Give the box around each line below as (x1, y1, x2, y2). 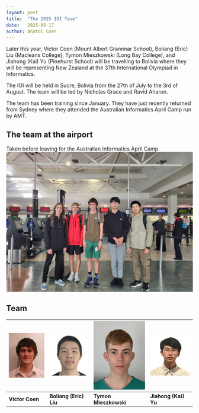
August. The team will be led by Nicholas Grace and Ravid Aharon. (6, 88, 168, 95)
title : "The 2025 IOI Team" (6, 15, 78, 22)
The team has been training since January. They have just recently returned (6, 100, 191, 107)
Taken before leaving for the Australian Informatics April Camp (6, 145, 159, 152)
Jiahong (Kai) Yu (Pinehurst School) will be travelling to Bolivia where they (6, 58, 187, 65)
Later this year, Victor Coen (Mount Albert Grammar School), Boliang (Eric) (6, 45, 188, 53)
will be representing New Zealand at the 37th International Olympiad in (6, 64, 178, 71)
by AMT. (6, 113, 27, 120)
